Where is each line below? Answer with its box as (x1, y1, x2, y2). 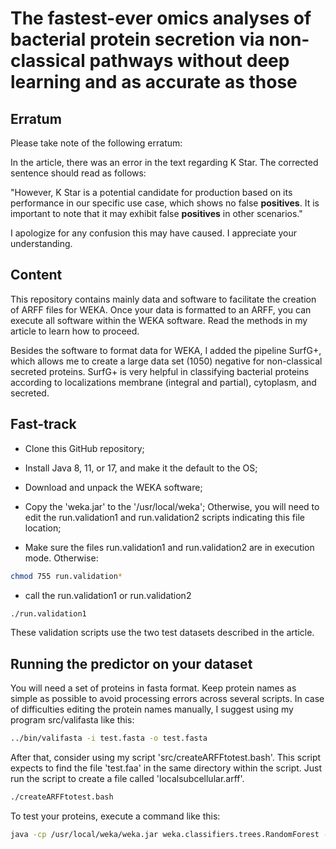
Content (10, 267, 63, 284)
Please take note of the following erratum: (10, 137, 183, 149)
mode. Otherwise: (24, 552, 99, 564)
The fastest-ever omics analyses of (10, 7, 312, 30)
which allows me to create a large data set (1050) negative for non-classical (10, 355, 323, 367)
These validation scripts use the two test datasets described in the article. (10, 627, 315, 639)
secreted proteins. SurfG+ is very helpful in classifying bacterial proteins (10, 365, 310, 377)
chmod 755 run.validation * (10, 571, 123, 581)
